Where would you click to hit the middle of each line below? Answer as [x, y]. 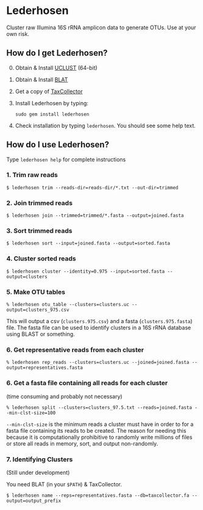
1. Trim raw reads [32, 175]
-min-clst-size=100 [31, 413]
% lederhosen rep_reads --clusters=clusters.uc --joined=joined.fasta [98, 363]
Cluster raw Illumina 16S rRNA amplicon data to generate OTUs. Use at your [101, 27]
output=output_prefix [34, 501]
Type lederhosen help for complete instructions [66, 159]
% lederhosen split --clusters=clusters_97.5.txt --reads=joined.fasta [99, 407]
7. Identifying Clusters [40, 459]
